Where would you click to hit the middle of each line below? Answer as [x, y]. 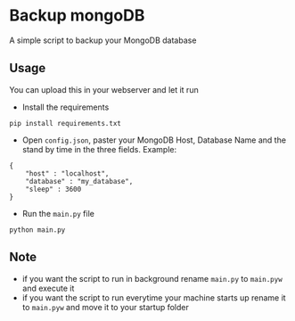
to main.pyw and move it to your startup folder [105, 307]
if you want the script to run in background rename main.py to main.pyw [152, 278]
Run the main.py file [58, 213]
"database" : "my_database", [79, 181]
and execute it [48, 288]
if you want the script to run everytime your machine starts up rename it [154, 297]
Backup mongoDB [77, 16]
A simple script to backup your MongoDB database [103, 40]
